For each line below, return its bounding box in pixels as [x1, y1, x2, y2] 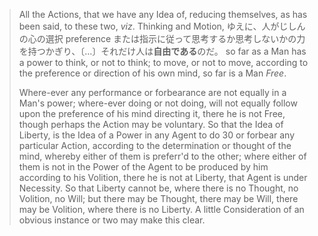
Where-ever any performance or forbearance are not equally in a [18, 87, 287, 98]
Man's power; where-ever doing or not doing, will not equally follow [18, 97, 298, 109]
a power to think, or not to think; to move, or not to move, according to [18, 57, 309, 68]
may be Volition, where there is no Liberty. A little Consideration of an [18, 204, 305, 215]
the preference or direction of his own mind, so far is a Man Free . [18, 67, 287, 79]
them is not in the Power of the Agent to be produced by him [18, 161, 269, 173]
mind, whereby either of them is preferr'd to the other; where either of [18, 150, 307, 162]
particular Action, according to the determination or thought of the [18, 140, 292, 151]
